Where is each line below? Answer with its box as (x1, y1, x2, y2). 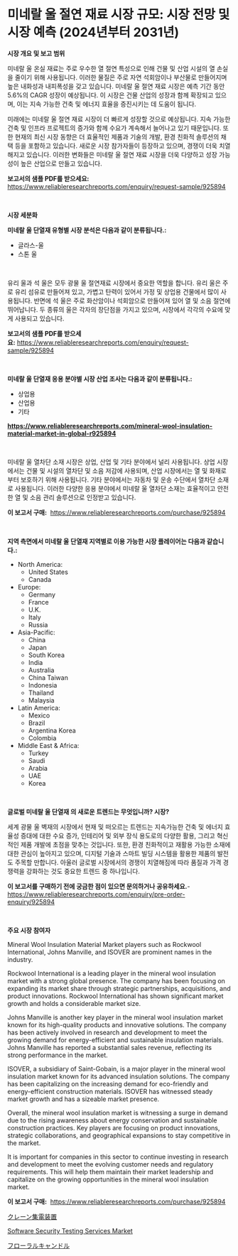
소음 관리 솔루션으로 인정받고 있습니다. (29, 493, 136, 502)
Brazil (28, 718, 45, 727)
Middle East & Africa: (17, 741, 80, 749)
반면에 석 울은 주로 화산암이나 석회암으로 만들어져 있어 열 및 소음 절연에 (33, 296, 231, 305)
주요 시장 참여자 (7, 926, 51, 934)
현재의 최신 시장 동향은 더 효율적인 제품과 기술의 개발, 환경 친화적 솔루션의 (14, 132, 220, 141)
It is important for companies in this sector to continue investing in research (7, 1152, 229, 1161)
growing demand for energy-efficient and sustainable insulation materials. (7, 1035, 224, 1044)
